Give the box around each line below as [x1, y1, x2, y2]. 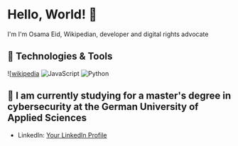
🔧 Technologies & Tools [7, 50, 113, 62]
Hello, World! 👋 [7, 6, 97, 23]
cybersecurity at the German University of [7, 101, 199, 113]
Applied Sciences [7, 112, 87, 124]
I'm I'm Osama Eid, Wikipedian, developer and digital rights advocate [7, 30, 209, 38]
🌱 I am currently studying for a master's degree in [7, 90, 232, 102]
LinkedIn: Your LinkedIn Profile [17, 130, 107, 139]
